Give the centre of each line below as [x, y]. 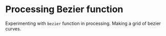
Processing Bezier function [64, 9]
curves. [13, 28]
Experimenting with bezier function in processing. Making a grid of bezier [83, 23]
